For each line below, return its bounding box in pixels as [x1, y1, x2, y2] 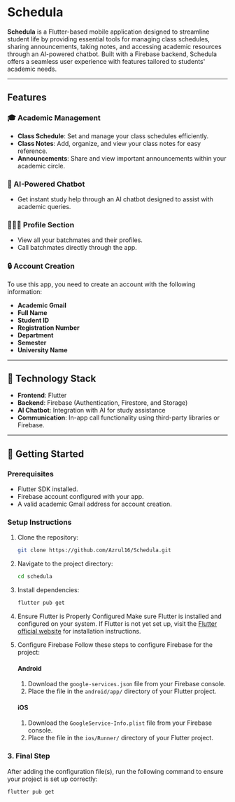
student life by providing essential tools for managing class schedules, [7, 34, 210, 43]
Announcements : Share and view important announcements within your [17, 154, 227, 162]
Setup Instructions [7, 517, 72, 527]
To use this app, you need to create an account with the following [7, 280, 196, 288]
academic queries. [17, 202, 71, 210]
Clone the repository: [17, 533, 79, 542]
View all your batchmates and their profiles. [17, 236, 143, 244]
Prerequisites [7, 469, 54, 479]
